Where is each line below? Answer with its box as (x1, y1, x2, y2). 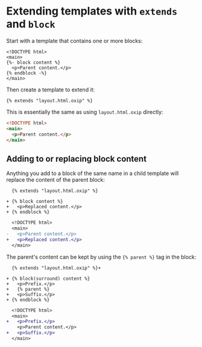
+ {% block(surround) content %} (6, 276, 90, 282)
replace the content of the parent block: (6, 176, 106, 183)
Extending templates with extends (6, 4, 178, 18)
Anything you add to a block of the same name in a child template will (6, 170, 179, 177)
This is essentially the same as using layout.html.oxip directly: (6, 108, 163, 116)
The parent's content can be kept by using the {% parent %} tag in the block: (6, 253, 197, 260)
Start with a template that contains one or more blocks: (6, 37, 143, 44)
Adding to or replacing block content (6, 153, 147, 164)
